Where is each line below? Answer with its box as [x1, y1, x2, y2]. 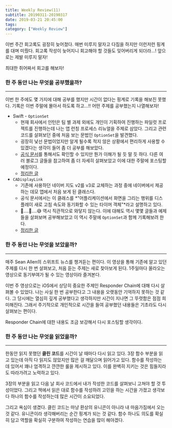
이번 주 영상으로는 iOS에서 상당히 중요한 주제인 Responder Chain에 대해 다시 [5, 282, 160, 289]
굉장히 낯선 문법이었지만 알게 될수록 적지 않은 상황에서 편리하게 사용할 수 [20, 138, 165, 145]
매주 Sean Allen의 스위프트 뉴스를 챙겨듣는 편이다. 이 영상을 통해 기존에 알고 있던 [5, 258, 167, 264]
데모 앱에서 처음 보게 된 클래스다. [30, 189, 96, 195]
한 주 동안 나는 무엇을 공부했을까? [5, 79, 82, 86]
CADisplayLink [12, 177, 43, 182]
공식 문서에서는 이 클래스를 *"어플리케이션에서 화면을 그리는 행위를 [20, 195, 154, 201]
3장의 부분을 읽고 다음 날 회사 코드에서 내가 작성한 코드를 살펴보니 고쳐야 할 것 [5, 380, 161, 387]
